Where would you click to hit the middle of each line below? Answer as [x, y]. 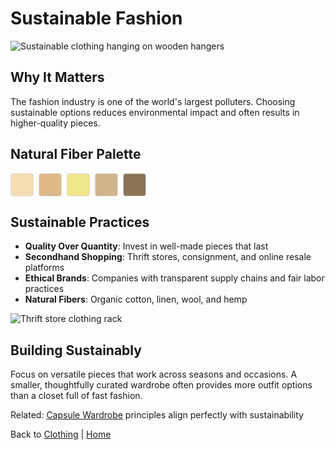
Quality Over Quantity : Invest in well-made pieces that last [146, 246]
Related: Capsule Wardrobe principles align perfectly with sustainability [157, 415]
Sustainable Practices [80, 222]
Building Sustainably [76, 350]
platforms [44, 268]
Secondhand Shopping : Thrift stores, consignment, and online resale [168, 257]
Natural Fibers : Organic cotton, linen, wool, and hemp [136, 299]
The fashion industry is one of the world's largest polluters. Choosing [153, 101]
